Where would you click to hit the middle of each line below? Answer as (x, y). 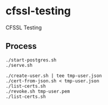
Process (21, 46)
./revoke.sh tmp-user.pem (38, 91)
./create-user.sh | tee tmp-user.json (54, 76)
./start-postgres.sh (31, 60)
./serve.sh (19, 65)
